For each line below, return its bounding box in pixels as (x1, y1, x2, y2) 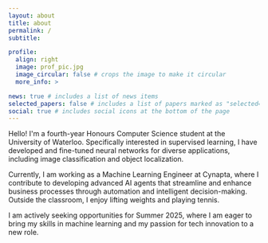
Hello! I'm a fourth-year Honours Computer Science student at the (8, 129, 226, 139)
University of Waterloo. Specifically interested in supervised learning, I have (8, 137, 258, 147)
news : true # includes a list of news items (8, 92, 159, 100)
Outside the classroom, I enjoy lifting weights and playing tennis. (8, 195, 220, 205)
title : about (8, 19, 52, 27)
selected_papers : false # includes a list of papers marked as (8, 100, 223, 108)
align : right (15, 56, 59, 64)
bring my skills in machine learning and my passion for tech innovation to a (8, 219, 254, 229)
